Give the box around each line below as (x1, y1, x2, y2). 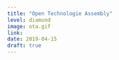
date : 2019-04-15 (7, 36, 57, 43)
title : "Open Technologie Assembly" (7, 10, 113, 17)
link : (7, 29, 23, 37)
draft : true (7, 42, 42, 49)
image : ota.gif (7, 23, 51, 30)
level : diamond (7, 17, 51, 23)
